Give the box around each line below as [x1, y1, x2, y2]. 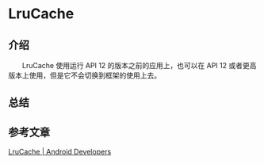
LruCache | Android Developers [8, 147, 112, 157]
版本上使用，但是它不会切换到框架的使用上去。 [8, 71, 161, 80]
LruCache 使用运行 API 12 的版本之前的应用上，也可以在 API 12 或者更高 [21, 61, 257, 70]
